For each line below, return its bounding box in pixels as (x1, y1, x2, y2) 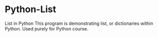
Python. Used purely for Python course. (5, 25, 88, 31)
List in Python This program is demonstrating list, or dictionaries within (5, 20, 153, 26)
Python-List (5, 4, 57, 15)
